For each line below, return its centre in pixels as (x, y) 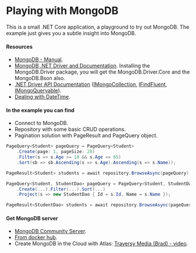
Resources (20, 46)
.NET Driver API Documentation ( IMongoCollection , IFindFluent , (91, 84)
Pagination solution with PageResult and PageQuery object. (86, 136)
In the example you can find (40, 110)
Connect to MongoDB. (41, 123)
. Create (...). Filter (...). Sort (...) (61, 189)
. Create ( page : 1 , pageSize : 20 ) (56, 152)
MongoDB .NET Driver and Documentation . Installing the (82, 66)
